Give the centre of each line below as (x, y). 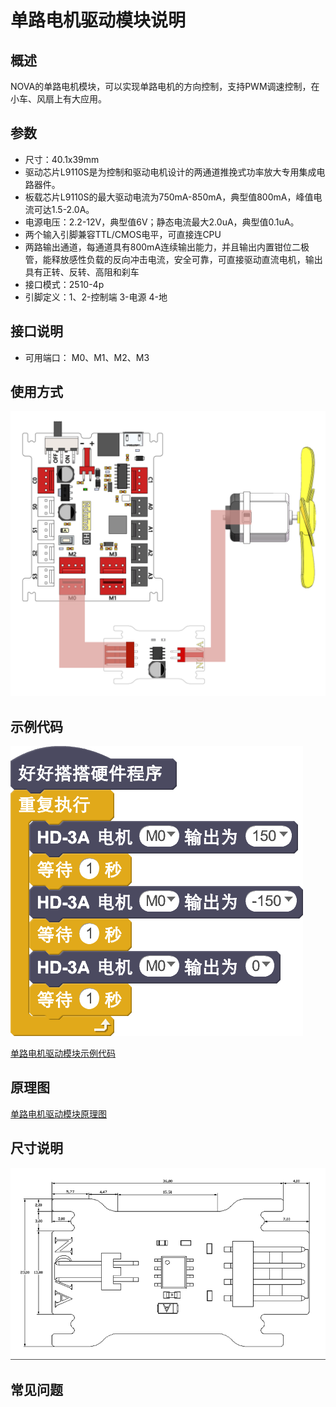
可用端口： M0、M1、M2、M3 (87, 357)
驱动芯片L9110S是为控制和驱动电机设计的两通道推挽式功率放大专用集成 (170, 172)
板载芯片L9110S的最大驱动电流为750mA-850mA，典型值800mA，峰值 (169, 197)
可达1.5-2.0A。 (64, 209)
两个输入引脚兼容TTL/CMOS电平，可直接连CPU (123, 234)
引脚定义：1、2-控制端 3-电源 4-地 (96, 297)
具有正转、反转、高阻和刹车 (82, 272)
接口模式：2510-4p (64, 284)
